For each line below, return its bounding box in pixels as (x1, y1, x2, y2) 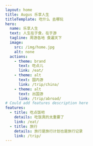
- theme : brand (14, 59, 46, 64)
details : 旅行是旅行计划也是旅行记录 (14, 128, 83, 133)
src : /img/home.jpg (14, 45, 55, 50)
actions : (9, 54, 28, 59)
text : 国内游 (18, 77, 43, 82)
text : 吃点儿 (18, 63, 43, 68)
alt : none (14, 49, 35, 54)
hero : (5, 21, 16, 27)
